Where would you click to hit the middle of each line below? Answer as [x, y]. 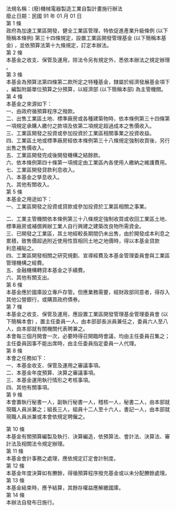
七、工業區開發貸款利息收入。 [42, 170]
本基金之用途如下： [29, 199]
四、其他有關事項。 [29, 387]
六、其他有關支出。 [29, 277]
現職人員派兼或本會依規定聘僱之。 [47, 417]
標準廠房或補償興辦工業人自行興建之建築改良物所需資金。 [75, 226]
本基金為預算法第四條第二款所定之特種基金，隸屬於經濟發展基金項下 [88, 82]
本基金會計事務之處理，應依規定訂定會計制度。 [62, 458]
